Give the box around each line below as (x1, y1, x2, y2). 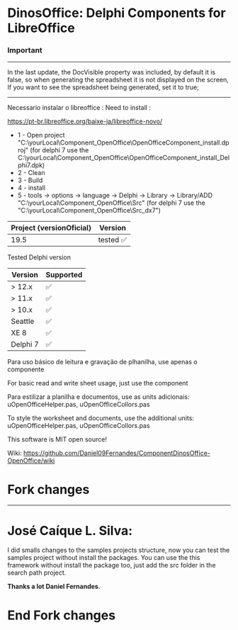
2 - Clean (17, 169, 45, 177)
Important (7, 45, 42, 55)
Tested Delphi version (7, 253, 71, 261)
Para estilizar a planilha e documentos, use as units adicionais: (7, 393, 190, 401)
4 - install (17, 184, 46, 192)
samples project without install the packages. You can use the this (7, 553, 200, 562)
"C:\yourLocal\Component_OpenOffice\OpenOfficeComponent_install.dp (17, 138, 229, 147)
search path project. (7, 568, 67, 577)
